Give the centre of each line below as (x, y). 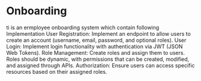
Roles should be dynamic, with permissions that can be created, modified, (98, 59)
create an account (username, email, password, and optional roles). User (96, 40)
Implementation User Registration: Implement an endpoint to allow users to (98, 33)
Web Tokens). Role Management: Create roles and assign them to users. (95, 52)
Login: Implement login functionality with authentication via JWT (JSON (94, 46)
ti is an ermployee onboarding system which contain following (83, 27)
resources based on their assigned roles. (57, 71)
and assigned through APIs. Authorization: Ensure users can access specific (100, 65)
